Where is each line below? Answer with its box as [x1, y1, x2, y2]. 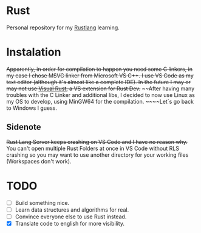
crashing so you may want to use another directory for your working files [6, 151, 189, 159]
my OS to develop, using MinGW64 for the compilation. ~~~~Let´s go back [6, 98, 194, 105]
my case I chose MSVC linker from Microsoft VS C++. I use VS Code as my [6, 71, 194, 79]
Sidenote [6, 122, 41, 132]
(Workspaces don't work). [6, 157, 72, 165]
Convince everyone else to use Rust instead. [15, 213, 127, 220]
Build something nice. [15, 199, 70, 206]
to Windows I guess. [6, 104, 58, 112]
